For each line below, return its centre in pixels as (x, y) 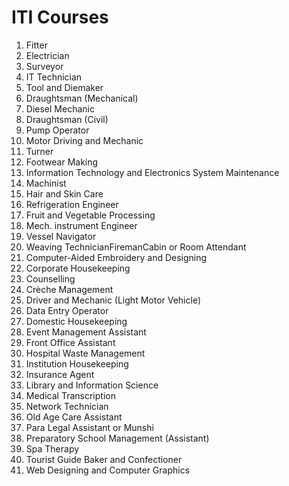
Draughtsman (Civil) (67, 119)
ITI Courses (60, 17)
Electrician (47, 55)
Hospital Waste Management (85, 353)
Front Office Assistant (70, 342)
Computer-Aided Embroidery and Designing (116, 257)
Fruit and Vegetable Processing (90, 215)
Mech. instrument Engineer (81, 225)
